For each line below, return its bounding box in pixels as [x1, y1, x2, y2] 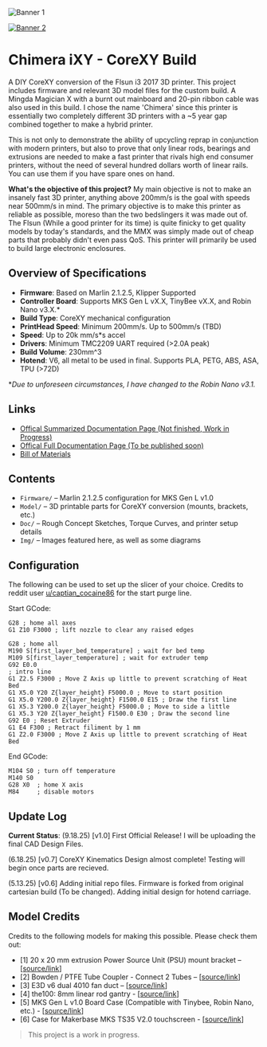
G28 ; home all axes [8, 619, 77, 627]
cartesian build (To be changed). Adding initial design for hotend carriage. [8, 887, 251, 896]
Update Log [8, 810, 68, 823]
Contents [8, 472, 56, 485]
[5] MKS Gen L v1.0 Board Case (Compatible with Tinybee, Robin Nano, [19, 997, 254, 1007]
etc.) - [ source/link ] [19, 1006, 84, 1015]
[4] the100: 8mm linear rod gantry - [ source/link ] [19, 989, 179, 998]
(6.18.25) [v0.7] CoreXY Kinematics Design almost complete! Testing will [8, 855, 245, 864]
